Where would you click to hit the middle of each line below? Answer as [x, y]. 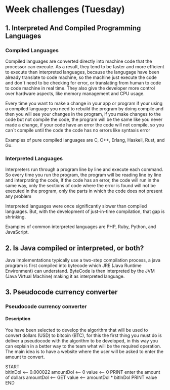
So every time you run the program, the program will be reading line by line [83, 175]
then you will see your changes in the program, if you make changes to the [83, 114]
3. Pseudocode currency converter [61, 292]
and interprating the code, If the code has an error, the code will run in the [82, 180]
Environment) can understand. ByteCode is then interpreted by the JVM [80, 271]
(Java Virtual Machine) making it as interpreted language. [65, 276]
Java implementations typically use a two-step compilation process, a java [83, 260]
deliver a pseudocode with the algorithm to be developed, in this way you [82, 340]
